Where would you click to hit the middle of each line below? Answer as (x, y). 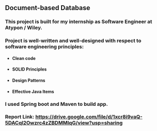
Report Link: (20, 117)
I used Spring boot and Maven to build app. (56, 104)
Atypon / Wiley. (24, 28)
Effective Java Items (33, 91)
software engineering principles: (44, 47)
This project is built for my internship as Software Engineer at (79, 22)
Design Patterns (29, 80)
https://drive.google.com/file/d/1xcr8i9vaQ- (89, 117)
